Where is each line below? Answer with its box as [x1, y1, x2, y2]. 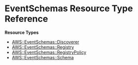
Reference [4, 13, 48, 24]
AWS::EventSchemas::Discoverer [11, 39, 80, 44]
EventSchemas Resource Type [4, 3, 133, 14]
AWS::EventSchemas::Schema [11, 54, 74, 60]
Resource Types [4, 29, 39, 35]
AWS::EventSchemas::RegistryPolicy [11, 49, 87, 55]
